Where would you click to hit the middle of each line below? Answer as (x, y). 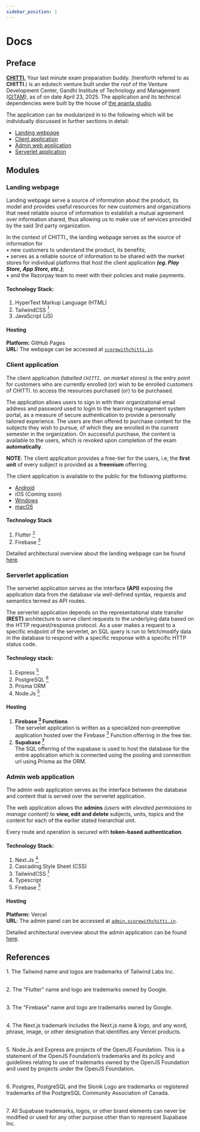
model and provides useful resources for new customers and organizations (99, 207)
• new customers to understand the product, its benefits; (76, 250)
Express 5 (27, 671)
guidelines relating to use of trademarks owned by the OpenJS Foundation (98, 1062)
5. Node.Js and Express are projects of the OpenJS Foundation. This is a (96, 1050)
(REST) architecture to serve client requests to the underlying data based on (100, 619)
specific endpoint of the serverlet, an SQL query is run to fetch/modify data (99, 631)
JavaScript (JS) (34, 316)
